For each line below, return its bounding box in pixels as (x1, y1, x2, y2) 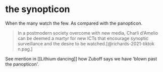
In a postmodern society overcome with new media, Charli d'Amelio (17, 30, 158, 36)
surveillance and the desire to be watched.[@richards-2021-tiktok (17, 40, 155, 46)
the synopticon (5, 4, 70, 15)
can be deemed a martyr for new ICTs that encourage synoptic (17, 35, 149, 41)
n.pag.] (17, 46, 33, 52)
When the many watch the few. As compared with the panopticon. (5, 20, 143, 26)
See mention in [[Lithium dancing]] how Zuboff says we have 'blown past (5, 55, 157, 61)
